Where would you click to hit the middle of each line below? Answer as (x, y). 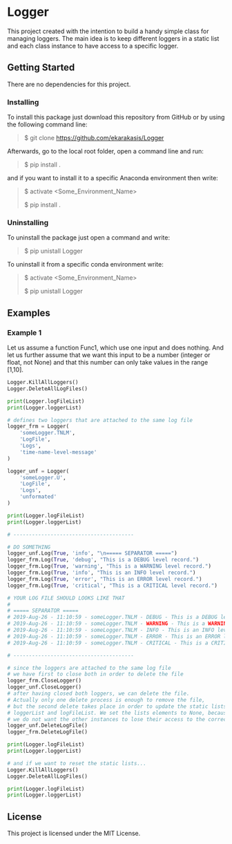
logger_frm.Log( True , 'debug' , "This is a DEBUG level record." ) (103, 560)
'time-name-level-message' (58, 452)
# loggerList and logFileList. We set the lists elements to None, (106, 713)
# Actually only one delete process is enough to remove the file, (106, 700)
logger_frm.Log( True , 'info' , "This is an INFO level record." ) (101, 573)
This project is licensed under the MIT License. (74, 834)
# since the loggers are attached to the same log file (89, 668)
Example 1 (25, 332)
